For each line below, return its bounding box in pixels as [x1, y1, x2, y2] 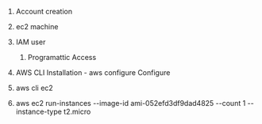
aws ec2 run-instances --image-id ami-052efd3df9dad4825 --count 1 [15, 99, 246, 107]
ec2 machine [15, 22, 59, 31]
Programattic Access [27, 53, 97, 62]
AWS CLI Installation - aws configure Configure [15, 68, 171, 77]
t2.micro [63, 107, 91, 116]
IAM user [15, 37, 46, 47]
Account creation [15, 7, 73, 16]
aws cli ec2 [15, 83, 53, 92]
